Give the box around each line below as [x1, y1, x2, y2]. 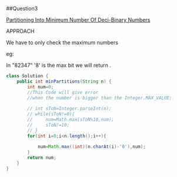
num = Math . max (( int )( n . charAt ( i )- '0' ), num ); [37, 144, 146, 150]
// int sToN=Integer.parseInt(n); [27, 105, 112, 112]
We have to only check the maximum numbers [6, 39, 119, 46]
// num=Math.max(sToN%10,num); [27, 117, 115, 122]
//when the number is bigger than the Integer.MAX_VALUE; [27, 95, 172, 101]
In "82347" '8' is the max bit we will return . [6, 62, 112, 69]
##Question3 [6, 5, 38, 12]
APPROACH [6, 28, 35, 35]
